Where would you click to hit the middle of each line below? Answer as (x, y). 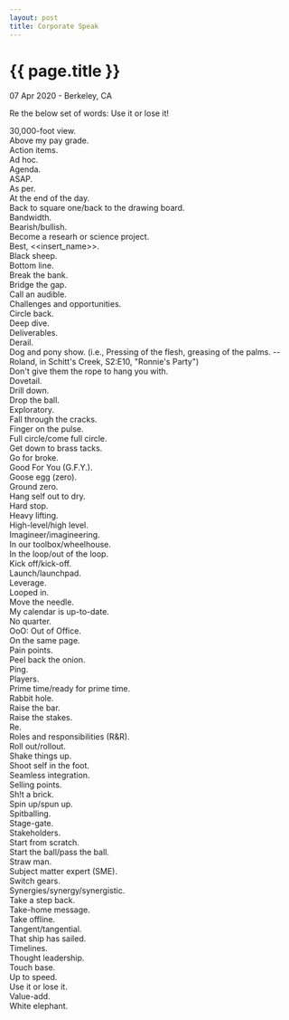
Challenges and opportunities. (65, 304)
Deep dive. (29, 323)
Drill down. (29, 391)
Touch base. (33, 968)
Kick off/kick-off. (41, 564)
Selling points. (36, 785)
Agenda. (25, 169)
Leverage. (28, 583)
